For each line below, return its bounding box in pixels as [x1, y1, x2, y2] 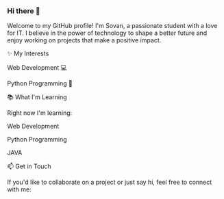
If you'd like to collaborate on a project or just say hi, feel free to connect [7, 178, 212, 187]
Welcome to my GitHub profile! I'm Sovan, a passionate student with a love [7, 22, 218, 30]
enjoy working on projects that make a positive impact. [7, 36, 162, 44]
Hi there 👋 [7, 6, 41, 16]
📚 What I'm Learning [7, 93, 67, 101]
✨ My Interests [7, 49, 49, 57]
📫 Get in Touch [7, 162, 51, 170]
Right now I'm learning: [7, 109, 73, 117]
